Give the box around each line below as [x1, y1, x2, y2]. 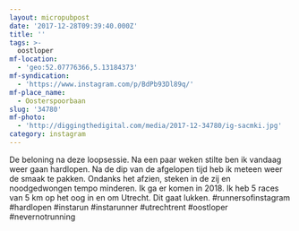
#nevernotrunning [9, 211, 76, 222]
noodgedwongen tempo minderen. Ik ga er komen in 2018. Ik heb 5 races [9, 183, 279, 193]
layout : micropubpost [9, 13, 90, 22]
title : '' [9, 30, 47, 38]
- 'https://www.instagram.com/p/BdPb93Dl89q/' [17, 80, 194, 89]
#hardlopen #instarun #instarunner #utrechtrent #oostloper [9, 201, 228, 212]
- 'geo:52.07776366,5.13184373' [17, 64, 139, 73]
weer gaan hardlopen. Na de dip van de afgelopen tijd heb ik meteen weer [9, 163, 283, 175]
